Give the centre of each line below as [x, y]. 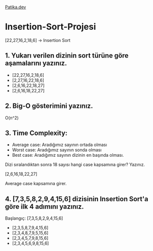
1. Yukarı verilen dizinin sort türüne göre [67, 56]
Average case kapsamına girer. [36, 184]
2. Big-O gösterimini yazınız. [49, 106]
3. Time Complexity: [36, 133]
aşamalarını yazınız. [36, 63]
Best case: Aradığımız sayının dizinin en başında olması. [68, 155]
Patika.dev [16, 7]
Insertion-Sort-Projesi [51, 27]
